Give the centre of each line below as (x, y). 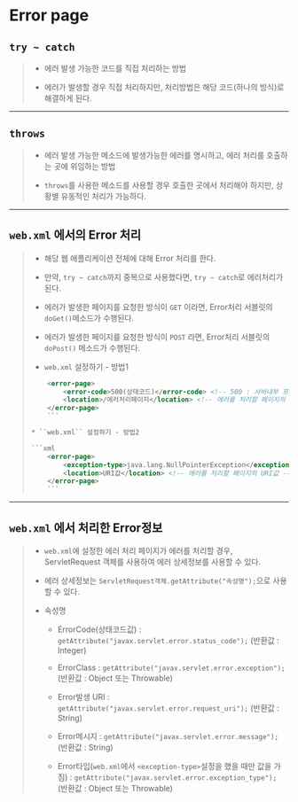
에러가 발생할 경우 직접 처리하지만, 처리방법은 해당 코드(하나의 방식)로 (164, 87)
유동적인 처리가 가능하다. (103, 196)
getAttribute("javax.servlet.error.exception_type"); (176, 778)
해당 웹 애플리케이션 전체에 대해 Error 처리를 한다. (130, 258)
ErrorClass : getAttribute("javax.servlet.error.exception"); (171, 667)
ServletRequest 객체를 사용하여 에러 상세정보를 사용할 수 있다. (153, 561)
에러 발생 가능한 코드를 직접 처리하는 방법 (115, 68)
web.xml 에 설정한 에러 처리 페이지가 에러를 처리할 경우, (138, 550)
